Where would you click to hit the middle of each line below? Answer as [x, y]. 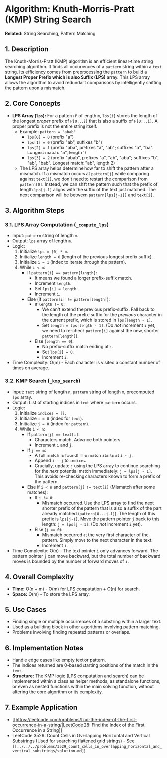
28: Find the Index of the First [114, 725]
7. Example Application [41, 707]
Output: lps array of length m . [42, 241]
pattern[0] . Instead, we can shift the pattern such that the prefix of [88, 184]
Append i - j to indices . [61, 460]
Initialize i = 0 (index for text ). [51, 418]
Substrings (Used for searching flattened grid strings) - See [73, 741]
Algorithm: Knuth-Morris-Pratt [70, 9]
